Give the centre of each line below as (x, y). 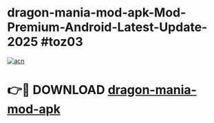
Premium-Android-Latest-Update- (107, 27)
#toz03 (62, 42)
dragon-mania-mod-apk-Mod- (97, 13)
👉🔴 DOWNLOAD (56, 90)
